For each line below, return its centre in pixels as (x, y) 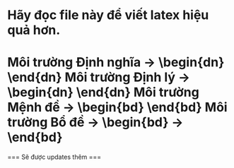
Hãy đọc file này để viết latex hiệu (108, 15)
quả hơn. (34, 30)
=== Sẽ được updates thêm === (54, 157)
